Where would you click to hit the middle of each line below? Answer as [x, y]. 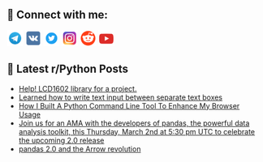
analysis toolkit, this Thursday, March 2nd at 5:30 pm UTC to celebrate [137, 131]
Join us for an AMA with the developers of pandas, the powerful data [134, 123]
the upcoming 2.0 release [61, 140]
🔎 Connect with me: [57, 15]
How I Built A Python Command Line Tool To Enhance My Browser [129, 105]
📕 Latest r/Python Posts [68, 69]
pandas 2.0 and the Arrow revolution [80, 149]
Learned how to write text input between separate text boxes [121, 97]
